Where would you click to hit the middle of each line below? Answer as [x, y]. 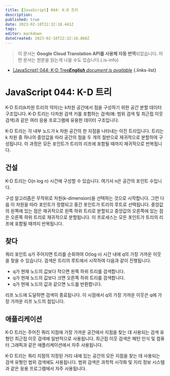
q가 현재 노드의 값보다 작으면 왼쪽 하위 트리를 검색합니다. [69, 272]
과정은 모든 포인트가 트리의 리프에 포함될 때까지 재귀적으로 [87, 144]
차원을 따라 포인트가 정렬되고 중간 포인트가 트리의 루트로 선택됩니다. [83, 204]
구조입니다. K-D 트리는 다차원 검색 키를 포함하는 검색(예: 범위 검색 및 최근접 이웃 [84, 114]
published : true [22, 19]
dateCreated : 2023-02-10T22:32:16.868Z [47, 39]
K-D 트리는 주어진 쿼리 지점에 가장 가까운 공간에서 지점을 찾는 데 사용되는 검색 [82, 332]
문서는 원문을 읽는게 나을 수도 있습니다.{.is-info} [71, 60]
